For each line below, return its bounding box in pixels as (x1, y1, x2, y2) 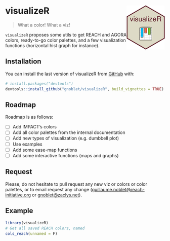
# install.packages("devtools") (5, 81, 73, 86)
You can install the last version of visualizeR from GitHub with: (5, 71, 135, 77)
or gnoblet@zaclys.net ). (32, 192, 82, 198)
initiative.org (5, 192, 31, 198)
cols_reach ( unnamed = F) (5, 231, 58, 236)
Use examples (12, 141, 42, 147)
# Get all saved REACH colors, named (5, 226, 85, 231)
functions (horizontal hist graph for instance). (5, 42, 100, 48)
